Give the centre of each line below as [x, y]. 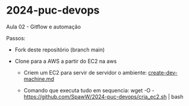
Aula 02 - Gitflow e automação [44, 27]
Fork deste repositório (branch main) [60, 49]
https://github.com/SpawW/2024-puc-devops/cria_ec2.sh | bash [103, 97]
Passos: [16, 38]
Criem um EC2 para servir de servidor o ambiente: [85, 72]
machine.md [39, 79]
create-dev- [163, 72]
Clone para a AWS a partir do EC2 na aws [66, 61]
